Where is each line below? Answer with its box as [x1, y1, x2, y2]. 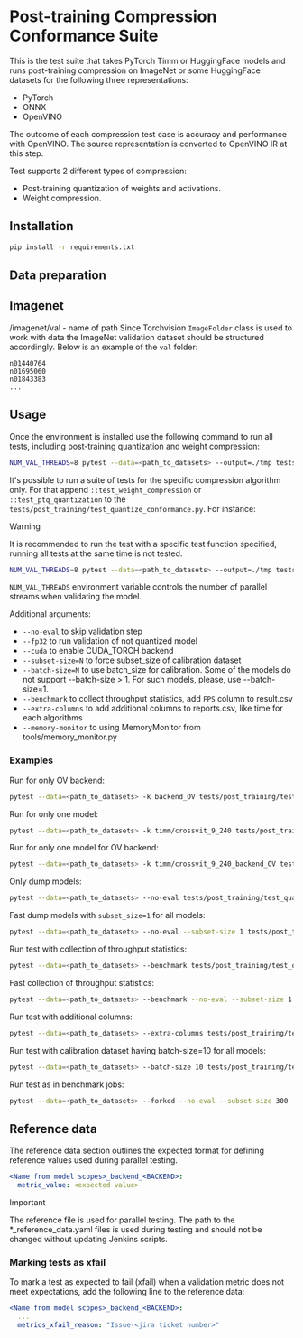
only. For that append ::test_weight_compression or [9, 484, 202, 495]
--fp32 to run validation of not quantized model [22, 636, 198, 646]
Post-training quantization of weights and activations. [22, 182, 221, 193]
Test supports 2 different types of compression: [9, 165, 188, 176]
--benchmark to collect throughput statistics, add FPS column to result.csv [22, 693, 293, 704]
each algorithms [22, 712, 83, 723]
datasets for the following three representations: [9, 74, 188, 85]
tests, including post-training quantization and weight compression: [9, 441, 260, 451]
